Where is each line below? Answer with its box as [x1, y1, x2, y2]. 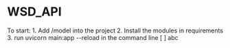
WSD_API [7, 4, 62, 20]
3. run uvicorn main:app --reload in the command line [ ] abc [7, 33, 179, 41]
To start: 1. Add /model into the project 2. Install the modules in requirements [7, 26, 224, 34]
